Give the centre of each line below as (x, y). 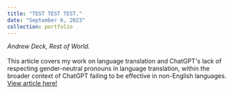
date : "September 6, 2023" (46, 20)
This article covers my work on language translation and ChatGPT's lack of (114, 61)
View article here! (32, 84)
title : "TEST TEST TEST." (45, 14)
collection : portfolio (40, 26)
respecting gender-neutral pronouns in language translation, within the (109, 69)
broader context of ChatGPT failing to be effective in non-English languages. (117, 76)
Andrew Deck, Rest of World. (49, 47)
